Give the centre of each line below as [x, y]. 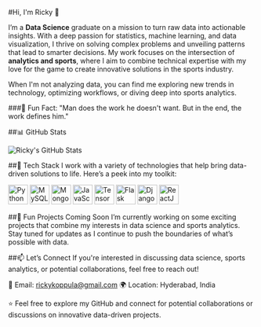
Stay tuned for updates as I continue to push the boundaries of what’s [121, 233]
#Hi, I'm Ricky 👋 [34, 12]
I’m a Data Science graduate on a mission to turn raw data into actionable [127, 27]
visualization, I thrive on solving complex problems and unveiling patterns [127, 44]
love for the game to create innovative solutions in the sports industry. [121, 69]
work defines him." [38, 116]
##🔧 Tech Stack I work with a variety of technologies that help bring [118, 165]
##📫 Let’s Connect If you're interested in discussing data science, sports [127, 258]
